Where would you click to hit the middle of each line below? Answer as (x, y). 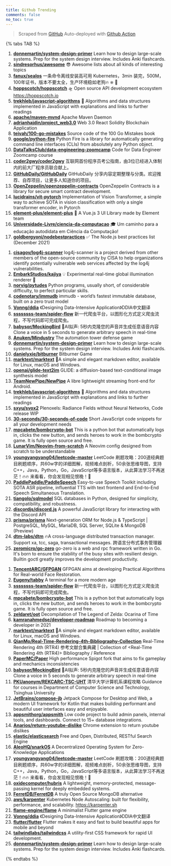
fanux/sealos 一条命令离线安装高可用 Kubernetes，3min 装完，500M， (88, 76)
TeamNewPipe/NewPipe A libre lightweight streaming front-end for (84, 381)
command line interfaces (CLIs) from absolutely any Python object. (83, 144)
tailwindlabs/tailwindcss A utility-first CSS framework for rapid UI (83, 833)
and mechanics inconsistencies (46, 664)
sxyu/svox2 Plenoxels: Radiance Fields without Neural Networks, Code (88, 408)
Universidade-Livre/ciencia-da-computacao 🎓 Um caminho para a (85, 224)
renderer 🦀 (24, 280)
